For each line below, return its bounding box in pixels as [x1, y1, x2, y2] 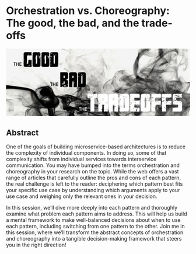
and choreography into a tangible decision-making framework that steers [6, 235, 182, 242]
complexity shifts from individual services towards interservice [6, 156, 157, 163]
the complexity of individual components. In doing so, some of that [6, 149, 167, 156]
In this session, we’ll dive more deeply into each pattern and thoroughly [6, 204, 178, 211]
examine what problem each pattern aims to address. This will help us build [6, 210, 187, 217]
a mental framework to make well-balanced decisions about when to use [6, 217, 181, 224]
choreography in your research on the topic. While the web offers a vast [6, 168, 179, 175]
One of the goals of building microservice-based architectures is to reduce [6, 143, 186, 150]
